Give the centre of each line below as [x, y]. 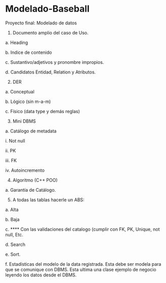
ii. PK [11, 151]
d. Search [15, 244]
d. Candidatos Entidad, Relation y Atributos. [51, 72]
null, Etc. [14, 234]
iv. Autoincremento [25, 170]
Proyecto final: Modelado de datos [41, 23]
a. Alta [12, 209]
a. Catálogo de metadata [31, 131]
